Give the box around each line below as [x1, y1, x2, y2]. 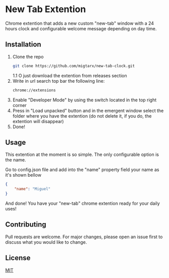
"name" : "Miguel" [14, 187, 51, 192]
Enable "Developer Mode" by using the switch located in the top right [12, 97, 157, 103]
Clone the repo [12, 53, 44, 60]
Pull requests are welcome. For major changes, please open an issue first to [5, 234, 163, 240]
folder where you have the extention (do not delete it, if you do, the [12, 113, 152, 119]
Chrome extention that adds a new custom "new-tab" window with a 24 [5, 20, 154, 26]
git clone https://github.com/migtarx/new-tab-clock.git [12, 63, 135, 69]
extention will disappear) [12, 118, 64, 124]
